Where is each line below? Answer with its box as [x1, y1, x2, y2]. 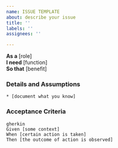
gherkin [6, 121, 26, 127]
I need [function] [6, 59, 48, 66]
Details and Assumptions [6, 80, 80, 88]
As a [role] [6, 53, 32, 60]
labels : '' [6, 25, 33, 32]
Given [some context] [6, 126, 60, 132]
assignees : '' [6, 31, 42, 37]
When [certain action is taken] [6, 131, 86, 137]
